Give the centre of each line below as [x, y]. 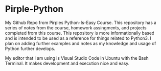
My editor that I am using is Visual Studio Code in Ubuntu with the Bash [77, 58]
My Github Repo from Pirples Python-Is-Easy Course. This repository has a [81, 23]
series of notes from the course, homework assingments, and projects [76, 27]
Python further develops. [30, 48]
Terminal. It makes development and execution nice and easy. [67, 63]
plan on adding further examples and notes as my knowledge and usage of [81, 43]
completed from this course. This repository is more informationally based [80, 33]
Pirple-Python [34, 9]
